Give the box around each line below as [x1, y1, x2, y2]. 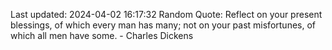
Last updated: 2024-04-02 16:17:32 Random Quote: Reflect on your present [10, 9, 323, 20]
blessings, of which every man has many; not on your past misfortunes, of [10, 19, 316, 31]
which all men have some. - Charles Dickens [10, 30, 194, 41]
